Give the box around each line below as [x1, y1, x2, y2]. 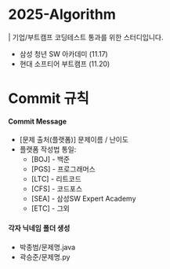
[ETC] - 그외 [31, 204, 71, 213]
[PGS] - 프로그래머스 [31, 164, 96, 174]
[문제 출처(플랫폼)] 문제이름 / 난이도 [19, 135, 129, 145]
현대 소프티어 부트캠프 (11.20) [19, 59, 110, 68]
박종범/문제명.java [19, 242, 76, 252]
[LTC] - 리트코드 [31, 175, 82, 184]
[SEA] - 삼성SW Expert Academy [31, 194, 136, 204]
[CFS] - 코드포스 [31, 184, 83, 193]
